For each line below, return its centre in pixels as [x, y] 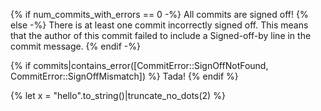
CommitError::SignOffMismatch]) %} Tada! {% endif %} [124, 76]
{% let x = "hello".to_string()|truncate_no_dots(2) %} [118, 95]
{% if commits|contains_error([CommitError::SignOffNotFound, [139, 65]
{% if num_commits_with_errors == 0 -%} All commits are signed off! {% [159, 14]
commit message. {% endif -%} [75, 46]
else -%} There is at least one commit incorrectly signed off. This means [159, 25]
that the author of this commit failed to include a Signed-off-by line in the [161, 35]
